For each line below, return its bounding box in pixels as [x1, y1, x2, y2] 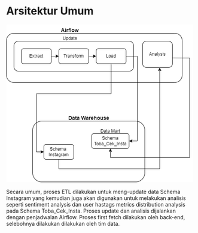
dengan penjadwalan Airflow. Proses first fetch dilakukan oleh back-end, [6, 213, 185, 220]
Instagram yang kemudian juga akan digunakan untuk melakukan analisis [6, 194, 187, 202]
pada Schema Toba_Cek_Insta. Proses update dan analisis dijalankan [6, 207, 176, 214]
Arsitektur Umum [6, 4, 94, 18]
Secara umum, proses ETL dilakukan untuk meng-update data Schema [6, 188, 181, 195]
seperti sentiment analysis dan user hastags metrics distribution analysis [6, 201, 185, 208]
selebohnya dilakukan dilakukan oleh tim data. [6, 220, 120, 227]
